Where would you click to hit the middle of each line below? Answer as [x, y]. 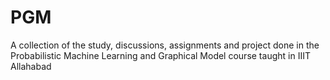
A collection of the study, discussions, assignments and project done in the [165, 45]
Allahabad [31, 66]
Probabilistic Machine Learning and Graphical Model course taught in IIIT [160, 55]
